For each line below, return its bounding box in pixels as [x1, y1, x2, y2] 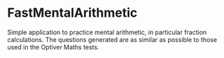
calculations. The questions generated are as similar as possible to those [7, 35, 218, 43]
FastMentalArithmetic [7, 5, 138, 21]
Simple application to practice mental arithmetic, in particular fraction [7, 28, 207, 36]
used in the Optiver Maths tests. [7, 43, 99, 51]
